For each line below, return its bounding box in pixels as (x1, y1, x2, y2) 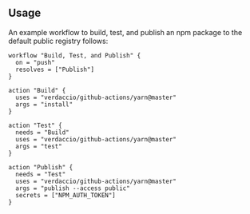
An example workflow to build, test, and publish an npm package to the (8, 27, 243, 37)
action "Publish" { (8, 163, 73, 171)
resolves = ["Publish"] (15, 65, 94, 73)
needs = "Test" (15, 170, 66, 178)
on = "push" (15, 58, 56, 66)
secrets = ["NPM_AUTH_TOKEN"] (15, 191, 116, 199)
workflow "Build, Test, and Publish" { (8, 51, 141, 59)
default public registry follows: (8, 36, 109, 46)
